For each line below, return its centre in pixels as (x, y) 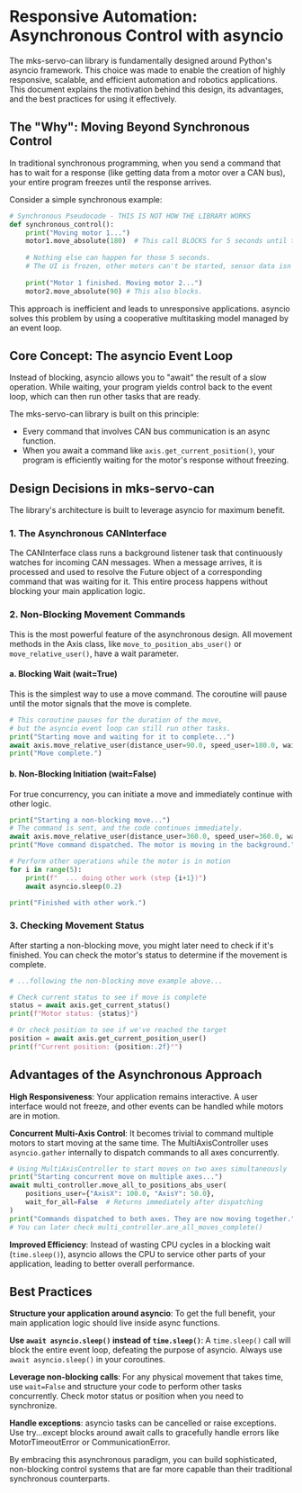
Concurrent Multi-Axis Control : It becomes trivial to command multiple (142, 1133)
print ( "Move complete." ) (56, 753)
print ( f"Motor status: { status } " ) (74, 1014)
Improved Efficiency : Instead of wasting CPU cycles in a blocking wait (140, 1245)
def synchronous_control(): (62, 224)
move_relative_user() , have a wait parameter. (94, 653)
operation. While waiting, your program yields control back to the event (141, 387)
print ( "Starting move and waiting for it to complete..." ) (122, 737)
